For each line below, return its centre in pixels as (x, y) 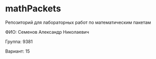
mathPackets (33, 9)
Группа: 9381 (19, 41)
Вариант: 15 (17, 51)
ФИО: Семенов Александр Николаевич (47, 32)
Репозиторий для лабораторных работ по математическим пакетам (78, 22)
